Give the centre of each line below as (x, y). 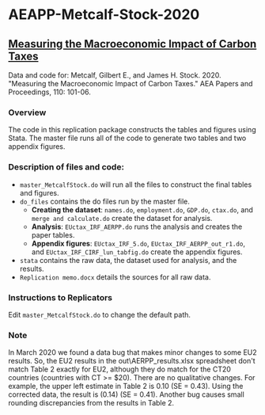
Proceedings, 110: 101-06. (49, 92)
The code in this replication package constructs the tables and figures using (132, 130)
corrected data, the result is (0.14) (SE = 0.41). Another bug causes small (127, 394)
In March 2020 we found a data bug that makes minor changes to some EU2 (132, 352)
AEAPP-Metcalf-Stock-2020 (104, 15)
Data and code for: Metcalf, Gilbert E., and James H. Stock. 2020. (115, 75)
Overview (27, 112)
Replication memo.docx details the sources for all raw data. (115, 277)
